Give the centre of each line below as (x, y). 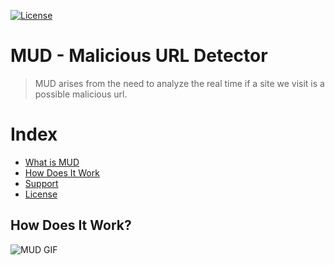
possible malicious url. (81, 94)
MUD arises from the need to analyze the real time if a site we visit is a (179, 83)
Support (41, 183)
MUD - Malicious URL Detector (139, 56)
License (41, 194)
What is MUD (52, 162)
